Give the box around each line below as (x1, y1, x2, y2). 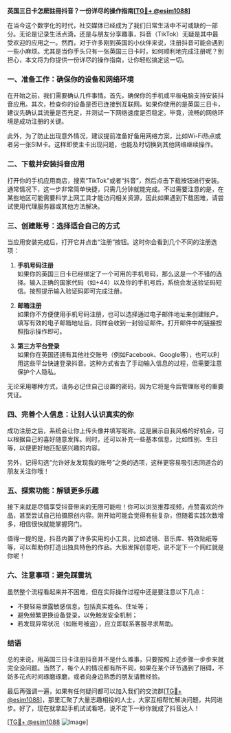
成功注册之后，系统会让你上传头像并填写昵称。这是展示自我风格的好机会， (7, 426, 218, 435)
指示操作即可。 (23, 327, 66, 336)
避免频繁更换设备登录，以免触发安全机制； (16, 611, 138, 619)
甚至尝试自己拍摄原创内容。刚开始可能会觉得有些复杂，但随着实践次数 (19, 512, 218, 520)
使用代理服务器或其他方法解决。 (12, 202, 104, 210)
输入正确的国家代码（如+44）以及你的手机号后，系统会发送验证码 (29, 278, 217, 286)
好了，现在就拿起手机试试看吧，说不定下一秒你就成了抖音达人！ (19, 704, 200, 712)
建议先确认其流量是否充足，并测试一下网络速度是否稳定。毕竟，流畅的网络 (7, 109, 218, 117)
